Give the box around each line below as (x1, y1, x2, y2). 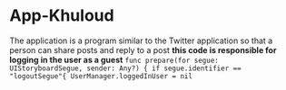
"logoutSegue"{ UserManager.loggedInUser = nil (9, 71, 193, 81)
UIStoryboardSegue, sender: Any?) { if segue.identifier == (9, 64, 242, 73)
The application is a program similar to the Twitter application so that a (9, 35, 273, 46)
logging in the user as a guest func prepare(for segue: (9, 54, 220, 65)
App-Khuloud (9, 5, 115, 26)
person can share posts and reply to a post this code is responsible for (9, 44, 277, 55)
